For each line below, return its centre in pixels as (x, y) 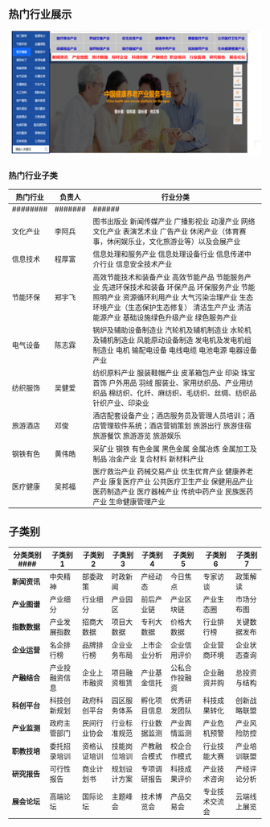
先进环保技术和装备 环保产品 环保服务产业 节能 (178, 287)
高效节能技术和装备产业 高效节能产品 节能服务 (169, 277)
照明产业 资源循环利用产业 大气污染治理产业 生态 (173, 297)
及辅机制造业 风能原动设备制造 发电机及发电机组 (172, 340)
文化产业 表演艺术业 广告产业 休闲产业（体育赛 (170, 231)
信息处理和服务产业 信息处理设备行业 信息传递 (169, 254)
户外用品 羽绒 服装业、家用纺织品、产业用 (177, 383)
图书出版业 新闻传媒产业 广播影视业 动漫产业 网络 (174, 221)
